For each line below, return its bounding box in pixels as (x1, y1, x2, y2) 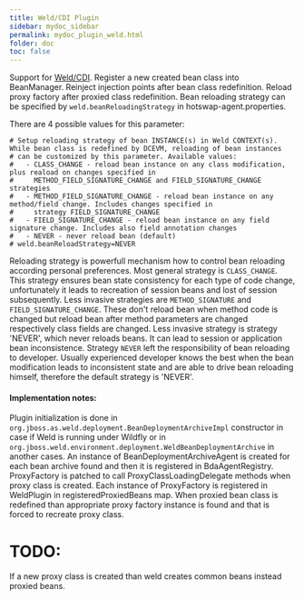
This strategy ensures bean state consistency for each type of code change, (9, 275, 296, 286)
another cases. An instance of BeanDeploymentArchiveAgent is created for (9, 451, 290, 462)
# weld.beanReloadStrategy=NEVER (9, 240, 136, 249)
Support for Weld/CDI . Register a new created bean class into (9, 72, 240, 83)
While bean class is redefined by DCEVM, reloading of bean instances (9, 145, 282, 154)
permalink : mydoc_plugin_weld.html (9, 30, 144, 39)
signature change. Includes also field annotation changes (9, 224, 238, 233)
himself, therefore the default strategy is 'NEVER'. (9, 372, 194, 383)
